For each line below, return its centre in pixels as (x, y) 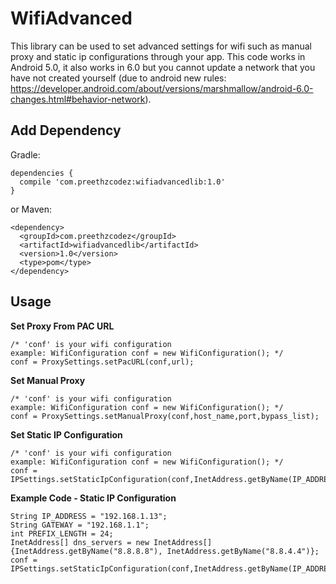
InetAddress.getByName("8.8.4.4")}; (243, 551)
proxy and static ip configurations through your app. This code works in (158, 56)
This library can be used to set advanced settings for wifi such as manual (161, 46)
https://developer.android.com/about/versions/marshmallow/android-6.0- (162, 88)
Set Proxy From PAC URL (62, 326)
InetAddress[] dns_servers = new (80, 542)
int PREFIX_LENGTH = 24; (62, 533)
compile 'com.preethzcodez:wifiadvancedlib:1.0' (122, 182)
